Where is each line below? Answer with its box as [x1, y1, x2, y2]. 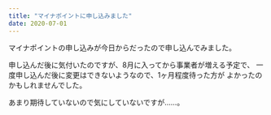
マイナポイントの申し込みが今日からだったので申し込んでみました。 [8, 42, 237, 53]
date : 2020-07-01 [8, 19, 68, 28]
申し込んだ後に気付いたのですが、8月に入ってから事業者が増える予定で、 [8, 60, 255, 70]
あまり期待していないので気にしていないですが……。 [8, 97, 185, 107]
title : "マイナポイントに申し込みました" [8, 11, 133, 20]
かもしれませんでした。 [8, 80, 87, 90]
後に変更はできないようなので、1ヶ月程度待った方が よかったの [50, 70, 263, 79]
